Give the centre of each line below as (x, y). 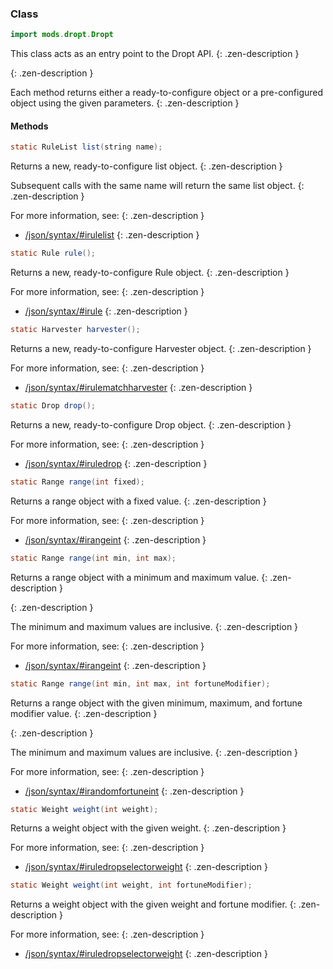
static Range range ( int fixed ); (77, 482)
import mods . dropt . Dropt (62, 35)
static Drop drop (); (53, 406)
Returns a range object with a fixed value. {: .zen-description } (138, 501)
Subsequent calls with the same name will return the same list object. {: (157, 186)
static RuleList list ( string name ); (86, 147)
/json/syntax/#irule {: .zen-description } (106, 311)
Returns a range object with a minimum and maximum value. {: (139, 577)
